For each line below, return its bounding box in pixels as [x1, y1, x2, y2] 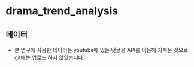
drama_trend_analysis [5, 4, 119, 18]
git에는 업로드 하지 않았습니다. [14, 54, 85, 61]
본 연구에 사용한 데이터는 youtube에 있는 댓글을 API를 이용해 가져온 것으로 [14, 47, 189, 53]
